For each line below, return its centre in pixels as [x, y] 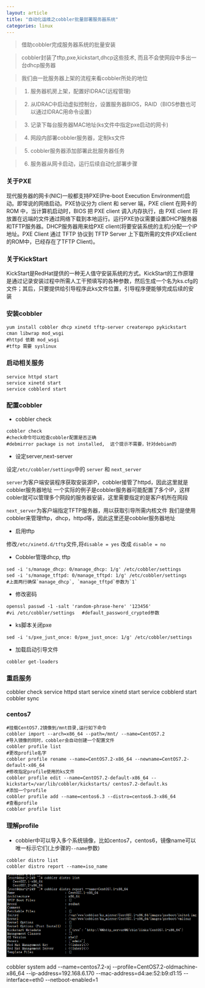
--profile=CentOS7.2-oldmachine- [155, 967]
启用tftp [25, 531]
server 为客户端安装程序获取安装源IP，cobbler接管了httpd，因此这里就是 [97, 482]
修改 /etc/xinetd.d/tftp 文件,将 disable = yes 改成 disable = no [86, 544]
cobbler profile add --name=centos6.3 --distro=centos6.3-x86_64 [91, 797]
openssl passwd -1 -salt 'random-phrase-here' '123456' [79, 606]
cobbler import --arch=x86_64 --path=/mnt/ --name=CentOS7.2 [86, 734]
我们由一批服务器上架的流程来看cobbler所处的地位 [85, 78]
